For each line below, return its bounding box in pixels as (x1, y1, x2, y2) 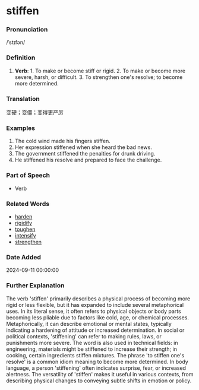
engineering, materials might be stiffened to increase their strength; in (6, 345, 177, 353)
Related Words (6, 199, 49, 208)
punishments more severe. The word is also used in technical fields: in (6, 339, 178, 346)
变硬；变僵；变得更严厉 (6, 109, 64, 116)
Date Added (6, 253, 42, 261)
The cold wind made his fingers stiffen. (14, 138, 111, 145)
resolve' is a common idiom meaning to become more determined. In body (6, 358, 188, 365)
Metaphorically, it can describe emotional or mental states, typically (6, 320, 172, 327)
